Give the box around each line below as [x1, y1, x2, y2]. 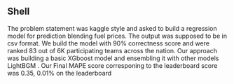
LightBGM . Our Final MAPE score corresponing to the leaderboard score [7, 61, 218, 69]
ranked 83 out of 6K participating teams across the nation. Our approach [7, 46, 217, 55]
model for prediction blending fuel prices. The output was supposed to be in [7, 31, 228, 40]
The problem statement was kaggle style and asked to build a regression [7, 24, 217, 32]
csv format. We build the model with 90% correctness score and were [7, 38, 210, 48]
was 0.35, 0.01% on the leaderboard [7, 69, 112, 77]
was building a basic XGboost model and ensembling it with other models [7, 54, 219, 62]
